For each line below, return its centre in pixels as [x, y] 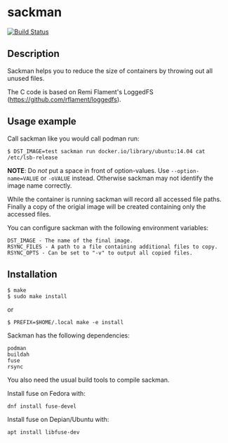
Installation [32, 274]
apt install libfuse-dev [43, 432]
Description [33, 54]
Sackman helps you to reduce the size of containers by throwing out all [110, 70]
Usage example [42, 121]
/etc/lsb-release [33, 158]
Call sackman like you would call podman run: [73, 139]
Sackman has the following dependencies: [68, 335]
